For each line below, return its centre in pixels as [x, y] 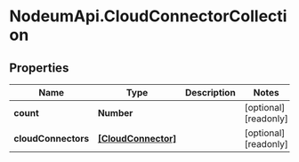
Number [115, 113]
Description [210, 93]
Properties [39, 68]
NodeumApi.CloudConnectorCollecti [148, 16]
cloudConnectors [52, 139]
